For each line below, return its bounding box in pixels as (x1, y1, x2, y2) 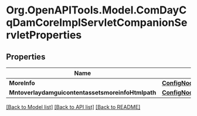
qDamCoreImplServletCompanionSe (6, 16, 188, 29)
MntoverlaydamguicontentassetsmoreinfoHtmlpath (9, 88, 157, 97)
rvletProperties (6, 29, 82, 42)
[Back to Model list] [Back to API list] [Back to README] (6, 104, 141, 110)
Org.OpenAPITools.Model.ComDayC (6, 4, 187, 17)
